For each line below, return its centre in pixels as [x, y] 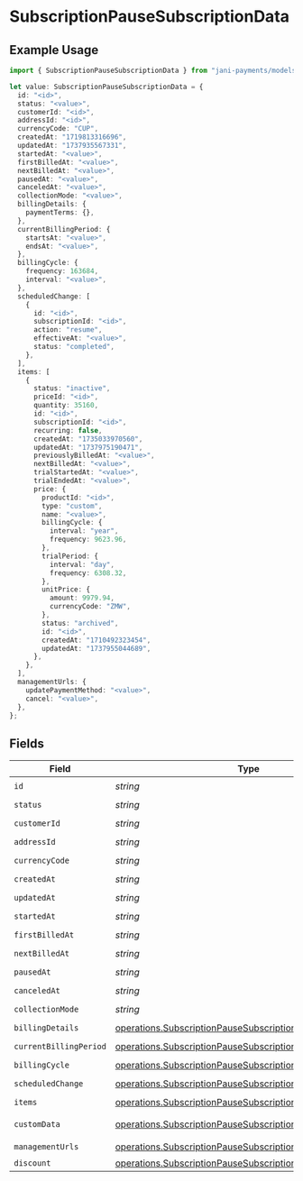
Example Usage [54, 50]
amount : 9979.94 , [82, 598]
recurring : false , [68, 430]
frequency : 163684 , [62, 271]
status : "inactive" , [72, 389]
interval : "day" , [82, 564]
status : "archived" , [80, 623]
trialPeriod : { [70, 556]
